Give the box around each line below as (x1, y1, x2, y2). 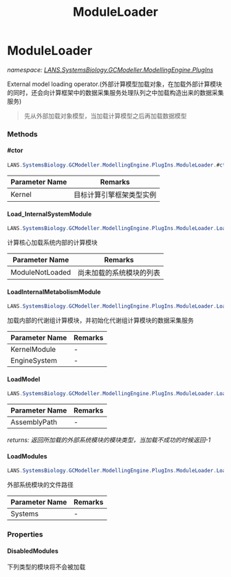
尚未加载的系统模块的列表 (78, 268, 161, 277)
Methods (7, 129, 38, 138)
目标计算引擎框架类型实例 (73, 190, 157, 200)
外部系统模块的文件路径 (7, 481, 74, 489)
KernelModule (10, 345, 56, 355)
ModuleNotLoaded (10, 268, 71, 277)
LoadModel (7, 375, 41, 383)
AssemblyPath (10, 417, 57, 427)
